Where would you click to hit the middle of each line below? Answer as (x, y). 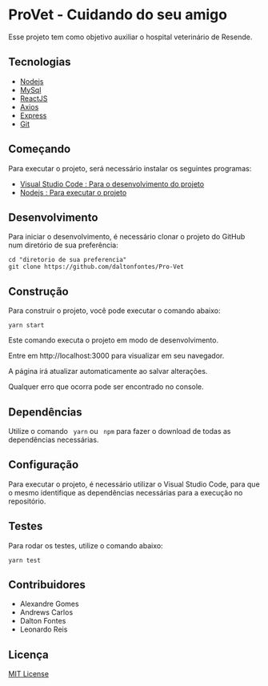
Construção (39, 291)
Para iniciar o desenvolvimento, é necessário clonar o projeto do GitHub (127, 237)
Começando (40, 149)
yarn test (25, 560)
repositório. (27, 501)
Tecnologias (40, 62)
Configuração (44, 465)
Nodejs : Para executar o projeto (73, 192)
